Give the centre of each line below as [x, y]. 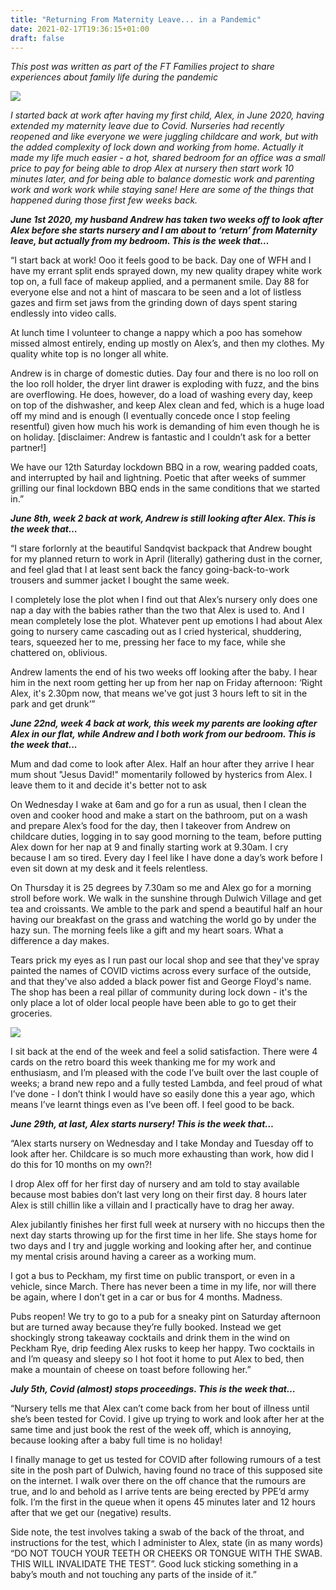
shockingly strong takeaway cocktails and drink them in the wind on [150, 1338]
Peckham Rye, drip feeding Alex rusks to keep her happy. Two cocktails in [162, 1348]
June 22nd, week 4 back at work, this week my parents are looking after [164, 723]
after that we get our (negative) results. [91, 1513]
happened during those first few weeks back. [104, 200]
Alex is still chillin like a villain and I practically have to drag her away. [152, 1205]
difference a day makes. [60, 941]
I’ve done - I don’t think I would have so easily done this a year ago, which [163, 1094]
